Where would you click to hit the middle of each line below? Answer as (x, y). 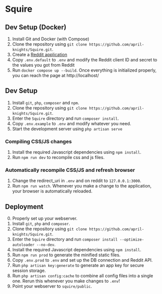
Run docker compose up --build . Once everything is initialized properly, (84, 70)
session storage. (29, 270)
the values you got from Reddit (43, 65)
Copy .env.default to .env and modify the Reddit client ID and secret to (85, 60)
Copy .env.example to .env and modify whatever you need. (72, 123)
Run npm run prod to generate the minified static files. (66, 255)
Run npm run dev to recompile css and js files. (58, 158)
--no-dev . (46, 244)
